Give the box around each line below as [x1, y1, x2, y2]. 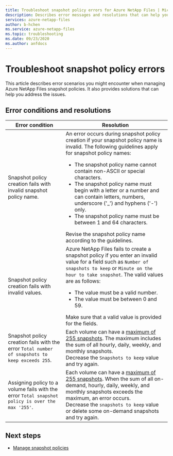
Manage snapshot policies [12, 445, 69, 451]
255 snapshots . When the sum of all [65, 375, 153, 382]
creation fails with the [8, 338, 60, 345]
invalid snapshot [8, 186, 48, 194]
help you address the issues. [5, 91, 66, 97]
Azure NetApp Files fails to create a [65, 245, 151, 252]
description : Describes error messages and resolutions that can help [5, 12, 160, 17]
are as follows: [65, 277, 101, 285]
